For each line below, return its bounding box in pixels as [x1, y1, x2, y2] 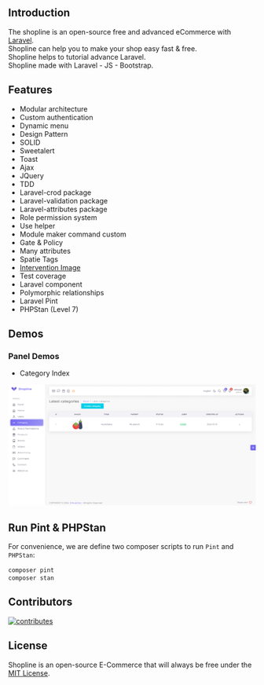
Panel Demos [8, 350, 60, 361]
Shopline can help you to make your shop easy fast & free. [8, 43, 198, 53]
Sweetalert [19, 145, 55, 156]
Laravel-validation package [19, 196, 108, 205]
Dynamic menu [19, 121, 69, 130]
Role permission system [19, 212, 97, 222]
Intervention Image [19, 262, 81, 272]
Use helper [19, 221, 56, 230]
